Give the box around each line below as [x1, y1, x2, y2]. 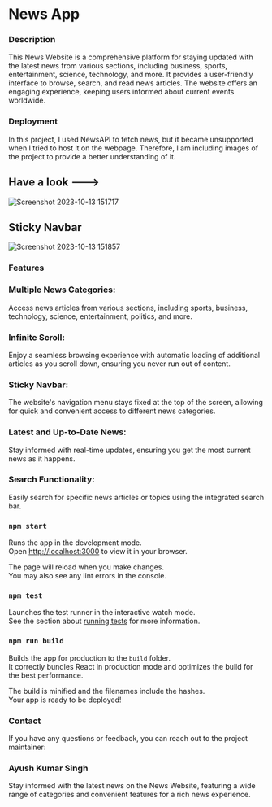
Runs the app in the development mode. [8, 538, 142, 547]
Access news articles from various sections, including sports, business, [8, 303, 248, 312]
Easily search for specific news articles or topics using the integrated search [8, 492, 265, 502]
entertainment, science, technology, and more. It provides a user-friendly [8, 70, 253, 80]
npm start [8, 521, 47, 530]
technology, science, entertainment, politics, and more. [8, 311, 193, 321]
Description [8, 34, 56, 46]
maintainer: [8, 742, 46, 752]
